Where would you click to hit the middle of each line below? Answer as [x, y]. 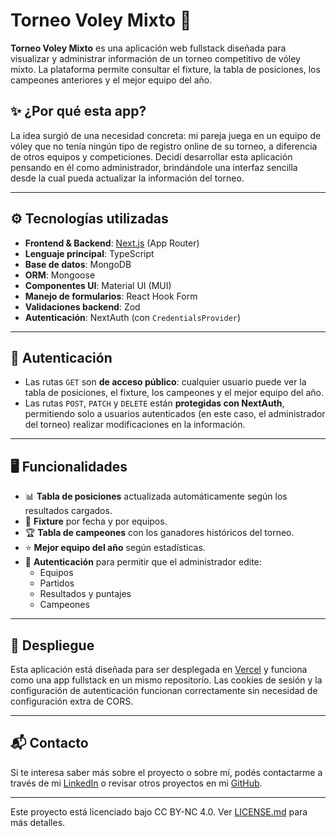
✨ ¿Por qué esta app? [78, 111]
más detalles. [38, 822]
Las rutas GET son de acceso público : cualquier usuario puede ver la [165, 382]
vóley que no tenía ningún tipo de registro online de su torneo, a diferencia [164, 146]
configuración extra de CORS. [72, 701]
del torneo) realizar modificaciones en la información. [135, 425]
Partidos [57, 583]
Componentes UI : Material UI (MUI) [98, 285]
